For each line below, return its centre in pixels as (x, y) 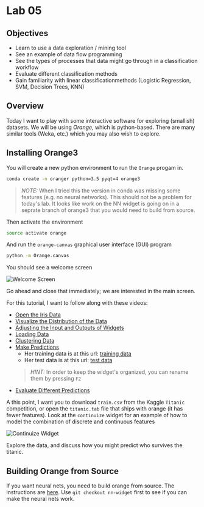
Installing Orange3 (42, 153)
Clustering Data (35, 341)
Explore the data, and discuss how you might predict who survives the (94, 445)
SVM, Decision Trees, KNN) (50, 87)
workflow (27, 67)
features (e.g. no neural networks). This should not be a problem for (106, 197)
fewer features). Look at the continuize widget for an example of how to (97, 415)
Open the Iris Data (38, 315)
